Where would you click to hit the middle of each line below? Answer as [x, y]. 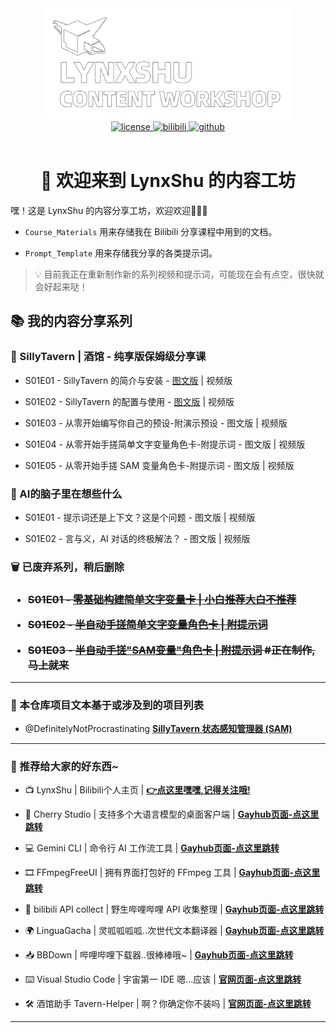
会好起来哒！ [61, 286]
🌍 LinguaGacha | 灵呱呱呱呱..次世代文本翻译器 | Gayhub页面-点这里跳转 [174, 931]
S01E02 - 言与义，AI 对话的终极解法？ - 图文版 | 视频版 [137, 538]
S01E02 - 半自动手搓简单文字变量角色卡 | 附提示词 [147, 625]
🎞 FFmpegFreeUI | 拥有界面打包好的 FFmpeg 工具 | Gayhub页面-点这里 [172, 873]
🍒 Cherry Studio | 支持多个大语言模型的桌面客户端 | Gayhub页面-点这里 [172, 814]
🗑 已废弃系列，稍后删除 [67, 567]
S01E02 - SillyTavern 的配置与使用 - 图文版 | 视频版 [129, 401]
